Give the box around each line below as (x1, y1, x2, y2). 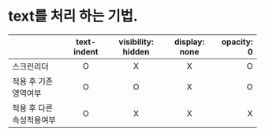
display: (174, 36, 205, 47)
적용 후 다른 (12, 102, 54, 113)
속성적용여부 (12, 114, 57, 125)
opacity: (221, 36, 253, 47)
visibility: (118, 36, 154, 47)
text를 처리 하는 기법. (8, 7, 138, 25)
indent (73, 46, 99, 57)
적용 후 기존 (12, 76, 54, 87)
